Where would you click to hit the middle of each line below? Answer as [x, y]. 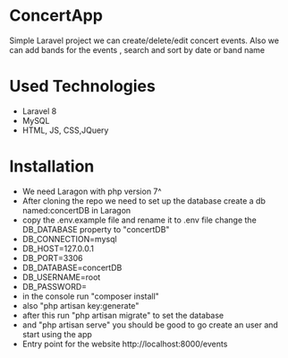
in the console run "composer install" [90, 296]
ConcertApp [56, 16]
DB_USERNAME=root [61, 277]
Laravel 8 [39, 111]
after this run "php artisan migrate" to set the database [123, 315]
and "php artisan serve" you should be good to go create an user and [150, 325]
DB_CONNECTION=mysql [70, 239]
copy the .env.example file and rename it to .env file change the [139, 220]
